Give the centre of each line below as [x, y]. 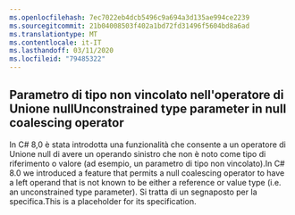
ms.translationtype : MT [54, 34]
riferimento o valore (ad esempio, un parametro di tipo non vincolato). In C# [147, 163]
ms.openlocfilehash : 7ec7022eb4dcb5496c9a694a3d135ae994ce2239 [130, 17]
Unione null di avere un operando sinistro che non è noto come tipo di [138, 153]
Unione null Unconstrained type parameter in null [148, 109]
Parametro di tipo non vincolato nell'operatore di [147, 95]
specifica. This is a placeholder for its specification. [103, 201]
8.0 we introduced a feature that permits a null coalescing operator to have [147, 173]
